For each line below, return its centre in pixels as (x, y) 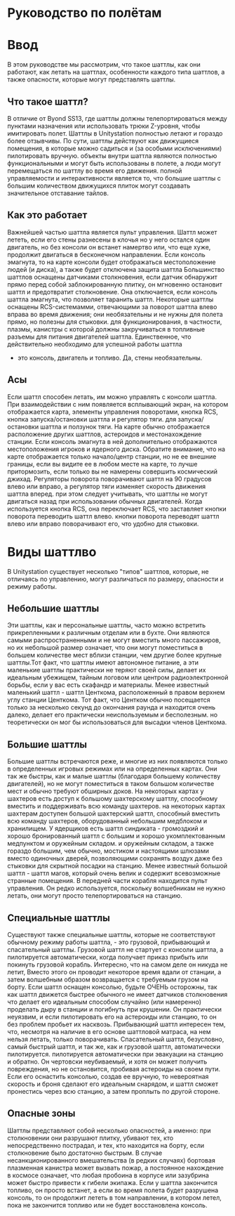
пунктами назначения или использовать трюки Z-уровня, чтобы (104, 126)
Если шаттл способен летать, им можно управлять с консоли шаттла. (112, 397)
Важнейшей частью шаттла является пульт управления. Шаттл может (112, 232)
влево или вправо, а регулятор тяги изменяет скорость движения (106, 486)
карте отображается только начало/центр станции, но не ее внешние (112, 456)
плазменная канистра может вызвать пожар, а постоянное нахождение (116, 1168)
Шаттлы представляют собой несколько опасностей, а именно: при (109, 1130)
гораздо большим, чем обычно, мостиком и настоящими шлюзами (108, 851)
